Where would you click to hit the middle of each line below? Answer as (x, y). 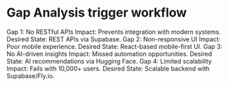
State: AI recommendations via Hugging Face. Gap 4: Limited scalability (109, 61)
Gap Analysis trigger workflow (97, 13)
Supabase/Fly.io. (31, 76)
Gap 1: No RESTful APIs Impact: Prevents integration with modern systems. (114, 32)
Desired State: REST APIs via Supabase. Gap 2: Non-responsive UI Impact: (113, 39)
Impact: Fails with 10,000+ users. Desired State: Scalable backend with (108, 68)
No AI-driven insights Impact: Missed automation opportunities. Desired (109, 54)
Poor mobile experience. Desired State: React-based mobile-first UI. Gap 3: (114, 46)
